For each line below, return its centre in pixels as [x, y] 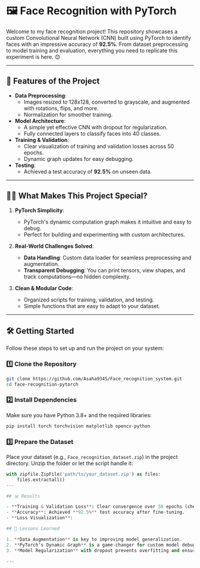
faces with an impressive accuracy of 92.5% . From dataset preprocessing [97, 44]
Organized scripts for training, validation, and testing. [89, 299]
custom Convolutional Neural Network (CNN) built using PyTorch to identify [99, 38]
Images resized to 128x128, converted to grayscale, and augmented [107, 102]
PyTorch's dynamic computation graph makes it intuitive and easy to [107, 222]
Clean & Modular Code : [44, 288]
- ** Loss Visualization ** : [40, 518]
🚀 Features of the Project [53, 81]
